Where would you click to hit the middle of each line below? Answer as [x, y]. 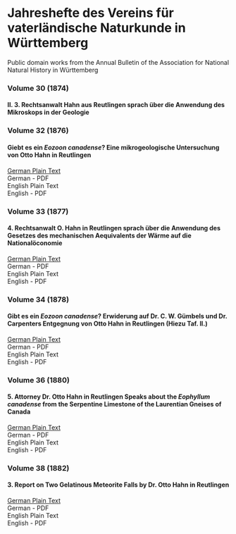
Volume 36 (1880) [39, 380]
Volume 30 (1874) [38, 88]
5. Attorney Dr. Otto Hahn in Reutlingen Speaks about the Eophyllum [109, 397]
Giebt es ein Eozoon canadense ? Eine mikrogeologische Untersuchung [113, 147]
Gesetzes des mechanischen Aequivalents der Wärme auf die [99, 236]
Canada [19, 412]
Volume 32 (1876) [38, 130]
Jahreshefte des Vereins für [91, 13]
